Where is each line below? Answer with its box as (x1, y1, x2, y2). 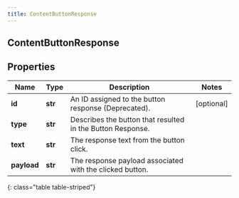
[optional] (195, 98, 228, 108)
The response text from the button (70, 135, 185, 145)
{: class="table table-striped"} (7, 182, 96, 191)
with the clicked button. (70, 165, 149, 174)
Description (109, 82, 150, 92)
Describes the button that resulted (70, 115, 185, 125)
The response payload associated (70, 155, 184, 165)
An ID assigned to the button (70, 94, 166, 104)
